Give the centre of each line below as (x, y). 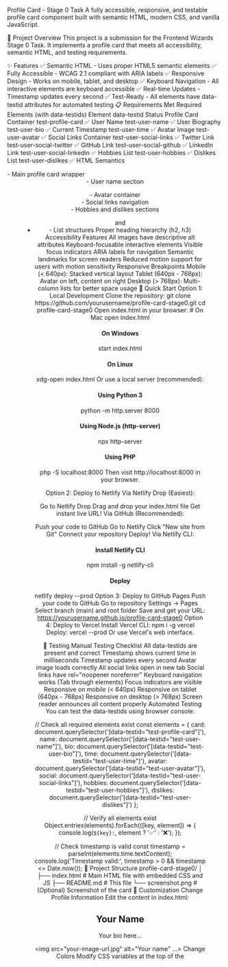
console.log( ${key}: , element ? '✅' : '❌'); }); (120, 832)
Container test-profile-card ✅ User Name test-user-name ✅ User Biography (114, 122)
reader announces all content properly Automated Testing (120, 704)
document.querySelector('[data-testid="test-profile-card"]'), (120, 732)
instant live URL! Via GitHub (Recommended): (120, 513)
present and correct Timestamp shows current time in (120, 653)
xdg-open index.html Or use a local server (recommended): (120, 380)
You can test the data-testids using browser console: (120, 711)
